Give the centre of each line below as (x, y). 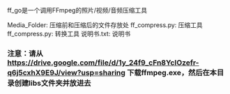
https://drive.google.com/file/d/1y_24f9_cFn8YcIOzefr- (103, 63)
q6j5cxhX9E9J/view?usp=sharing (66, 72)
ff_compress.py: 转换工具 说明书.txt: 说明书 (69, 34)
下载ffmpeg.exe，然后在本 (172, 72)
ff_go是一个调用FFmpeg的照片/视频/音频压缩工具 (77, 10)
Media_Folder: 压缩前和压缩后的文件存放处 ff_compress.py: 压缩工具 (105, 25)
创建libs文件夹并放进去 (53, 83)
